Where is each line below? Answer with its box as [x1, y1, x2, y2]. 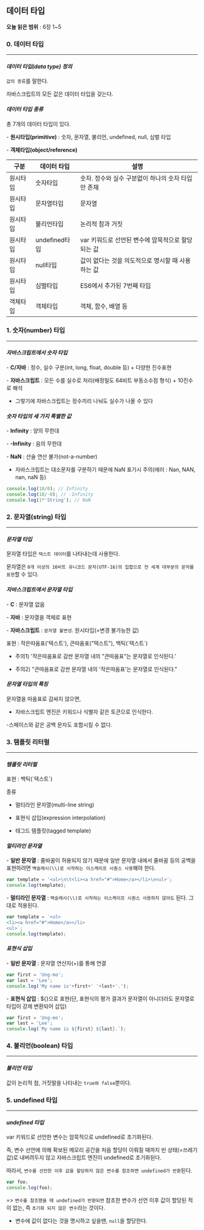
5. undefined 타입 [6, 1096, 58, 1104]
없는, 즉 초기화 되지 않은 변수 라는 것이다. [12, 1204, 105, 1211]
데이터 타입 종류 [6, 105, 44, 113]
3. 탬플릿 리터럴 [6, 738, 50, 746]
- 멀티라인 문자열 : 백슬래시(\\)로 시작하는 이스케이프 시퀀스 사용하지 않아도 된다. [6, 894, 188, 901]
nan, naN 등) [15, 474, 47, 481]
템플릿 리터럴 [6, 761, 38, 768]
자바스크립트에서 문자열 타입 [6, 586, 73, 593]
